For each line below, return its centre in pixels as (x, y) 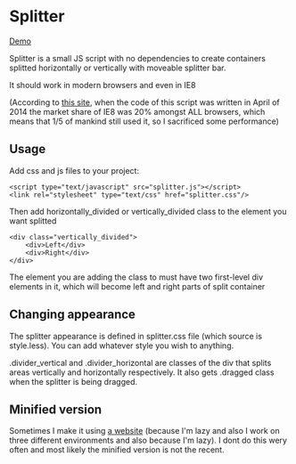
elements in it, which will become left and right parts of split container (137, 286)
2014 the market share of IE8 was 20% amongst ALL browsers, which (137, 111)
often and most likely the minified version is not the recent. (117, 450)
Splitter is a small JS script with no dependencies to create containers (137, 58)
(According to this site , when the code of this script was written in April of (144, 102)
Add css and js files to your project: (74, 170)
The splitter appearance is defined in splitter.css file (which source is (136, 336)
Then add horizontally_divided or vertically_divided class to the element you (148, 211)
